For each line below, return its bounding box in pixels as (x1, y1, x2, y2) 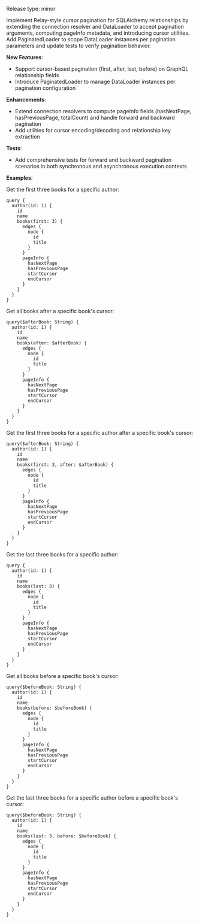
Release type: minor (6, 5, 56, 12)
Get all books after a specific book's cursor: (6, 308, 114, 314)
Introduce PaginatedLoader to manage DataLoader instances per (14, 78, 176, 85)
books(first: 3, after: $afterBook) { (17, 462, 114, 468)
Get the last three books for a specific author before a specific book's (6, 794, 179, 801)
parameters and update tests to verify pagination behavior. (6, 42, 151, 49)
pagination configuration (14, 84, 76, 92)
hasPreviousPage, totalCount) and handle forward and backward (14, 114, 175, 121)
